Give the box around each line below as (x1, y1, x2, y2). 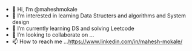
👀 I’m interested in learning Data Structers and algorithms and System (12, 12, 186, 19)
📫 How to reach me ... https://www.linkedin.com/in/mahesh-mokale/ (12, 38, 183, 45)
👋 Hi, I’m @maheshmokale (12, 6, 78, 13)
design (12, 19, 30, 25)
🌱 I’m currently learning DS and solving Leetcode (12, 25, 134, 32)
